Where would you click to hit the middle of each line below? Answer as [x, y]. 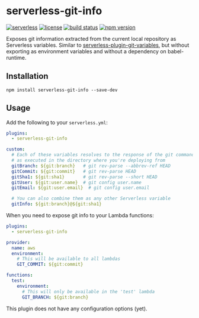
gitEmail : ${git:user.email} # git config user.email [81, 188]
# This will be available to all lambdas [68, 259]
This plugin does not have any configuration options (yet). [77, 309]
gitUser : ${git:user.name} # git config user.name [77, 182]
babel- [176, 51]
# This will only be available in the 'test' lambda [88, 291]
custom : [16, 149]
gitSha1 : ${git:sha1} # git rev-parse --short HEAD [85, 177]
